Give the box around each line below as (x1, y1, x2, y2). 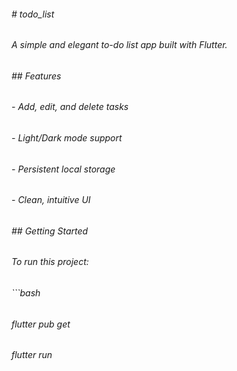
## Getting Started (11, 225, 89, 237)
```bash (11, 287, 41, 299)
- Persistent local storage (11, 163, 116, 175)
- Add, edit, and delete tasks (11, 101, 129, 113)
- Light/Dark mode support (11, 132, 123, 144)
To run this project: (11, 256, 89, 268)
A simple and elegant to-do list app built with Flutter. (11, 39, 228, 51)
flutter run (11, 349, 53, 361)
